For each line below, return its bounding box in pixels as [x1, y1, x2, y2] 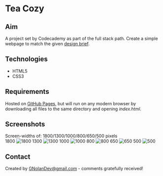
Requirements [5, 88, 49, 96]
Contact [5, 152, 31, 161]
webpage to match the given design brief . [5, 41, 90, 47]
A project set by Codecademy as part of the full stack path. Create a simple [5, 35, 159, 41]
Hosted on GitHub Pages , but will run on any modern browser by [5, 100, 136, 106]
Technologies [5, 55, 48, 63]
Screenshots [5, 120, 45, 128]
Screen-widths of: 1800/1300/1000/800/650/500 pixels [5, 133, 118, 139]
